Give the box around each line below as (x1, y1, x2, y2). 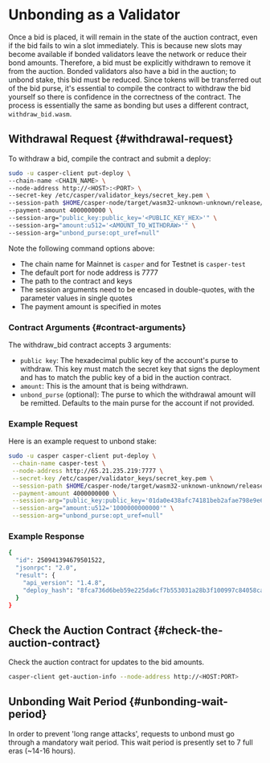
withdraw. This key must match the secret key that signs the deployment (19, 364, 260, 373)
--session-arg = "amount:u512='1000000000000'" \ (11, 504, 174, 512)
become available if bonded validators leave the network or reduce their (8, 49, 247, 59)
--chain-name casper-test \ (11, 459, 106, 467)
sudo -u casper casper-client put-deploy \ (8, 452, 157, 460)
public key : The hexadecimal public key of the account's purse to (19, 355, 239, 365)
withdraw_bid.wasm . (8, 108, 72, 118)
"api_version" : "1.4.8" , (22, 578, 106, 587)
